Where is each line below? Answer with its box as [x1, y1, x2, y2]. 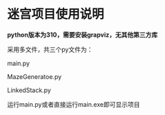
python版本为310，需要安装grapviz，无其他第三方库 [7, 30, 158, 39]
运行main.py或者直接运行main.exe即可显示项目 [7, 100, 140, 108]
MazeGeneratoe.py [7, 72, 62, 80]
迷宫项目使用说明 [7, 6, 105, 22]
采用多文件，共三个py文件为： [7, 45, 93, 53]
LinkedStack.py [7, 86, 52, 94]
